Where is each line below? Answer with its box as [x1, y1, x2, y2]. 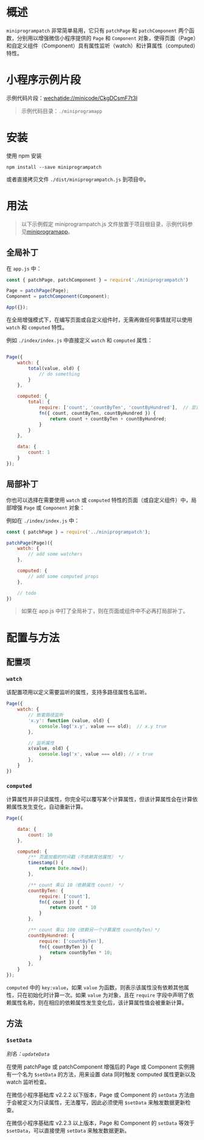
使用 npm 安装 [6, 152, 42, 159]
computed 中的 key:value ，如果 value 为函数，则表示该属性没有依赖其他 [6, 983, 184, 991]
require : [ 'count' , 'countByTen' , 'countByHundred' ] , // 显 [38, 404, 196, 411]
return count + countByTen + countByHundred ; [49, 415, 167, 422]
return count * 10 [49, 904, 97, 911]
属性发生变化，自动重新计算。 [11, 803, 86, 811]
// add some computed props [28, 573, 99, 579]
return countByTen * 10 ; [49, 949, 113, 955]
